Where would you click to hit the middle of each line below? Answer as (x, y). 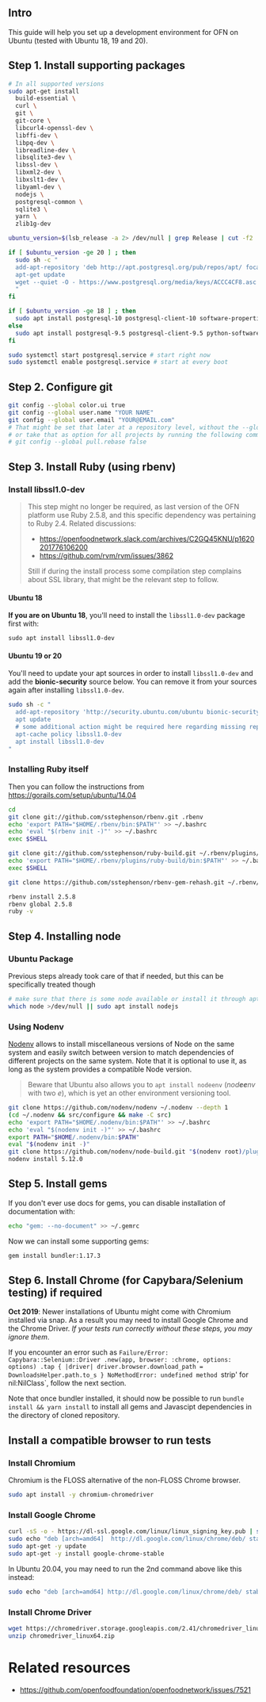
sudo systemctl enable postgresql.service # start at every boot (118, 362)
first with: (24, 624)
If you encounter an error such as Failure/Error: (88, 1352)
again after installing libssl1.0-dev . (66, 690)
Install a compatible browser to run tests (110, 1440)
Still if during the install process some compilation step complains (135, 571)
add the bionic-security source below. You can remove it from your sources (133, 682)
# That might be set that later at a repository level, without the (123, 427)
